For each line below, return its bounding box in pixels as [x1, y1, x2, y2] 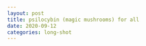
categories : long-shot [7, 28, 72, 36]
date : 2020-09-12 [7, 22, 57, 29]
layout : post [7, 9, 45, 17]
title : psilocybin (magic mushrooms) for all [7, 16, 139, 23]
